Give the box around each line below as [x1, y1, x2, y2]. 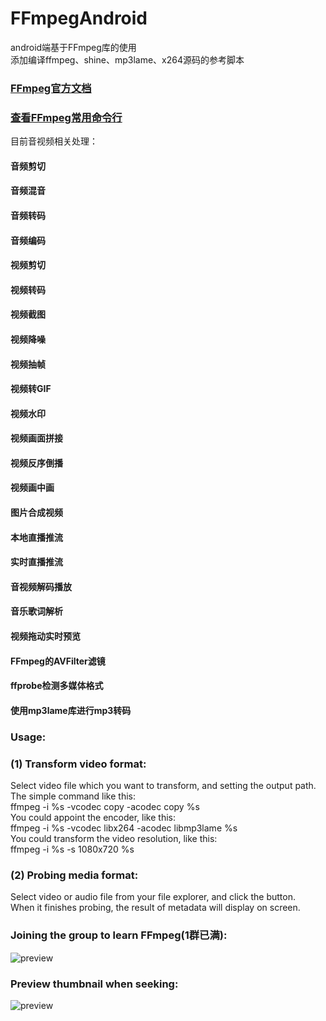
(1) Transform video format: [10, 757, 147, 771]
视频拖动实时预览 [10, 630, 81, 642]
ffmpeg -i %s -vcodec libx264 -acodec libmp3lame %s [10, 822, 238, 834]
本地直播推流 [10, 531, 63, 543]
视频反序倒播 [10, 457, 63, 469]
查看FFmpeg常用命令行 [10, 110, 123, 124]
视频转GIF [10, 383, 52, 395]
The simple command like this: [10, 790, 137, 802]
